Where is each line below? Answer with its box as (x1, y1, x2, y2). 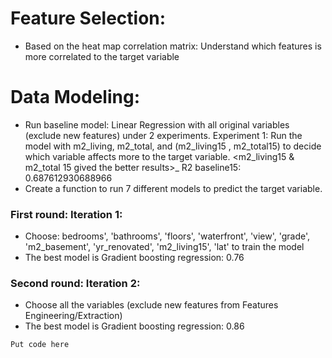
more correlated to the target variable (24, 50, 180, 62)
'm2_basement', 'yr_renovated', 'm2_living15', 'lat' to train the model (24, 241, 305, 253)
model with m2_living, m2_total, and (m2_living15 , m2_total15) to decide (24, 140, 322, 152)
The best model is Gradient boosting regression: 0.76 (24, 252, 245, 264)
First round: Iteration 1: (10, 207, 123, 221)
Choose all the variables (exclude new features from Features (24, 299, 279, 311)
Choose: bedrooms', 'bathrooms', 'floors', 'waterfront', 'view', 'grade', (24, 230, 311, 242)
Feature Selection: (10, 7, 167, 30)
